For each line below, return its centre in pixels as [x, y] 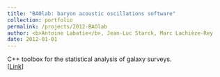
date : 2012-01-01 [32, 40]
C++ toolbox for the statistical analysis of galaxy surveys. [89, 59]
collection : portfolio [40, 20]
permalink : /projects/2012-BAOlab [57, 26]
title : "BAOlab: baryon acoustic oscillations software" [92, 14]
